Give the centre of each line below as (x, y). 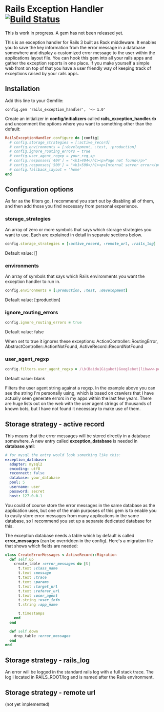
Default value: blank (25, 379)
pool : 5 (17, 482)
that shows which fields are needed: (41, 546)
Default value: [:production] (33, 300)
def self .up (22, 559)
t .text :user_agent (38, 596)
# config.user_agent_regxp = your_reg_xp (52, 156)
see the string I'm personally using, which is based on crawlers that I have (80, 393)
